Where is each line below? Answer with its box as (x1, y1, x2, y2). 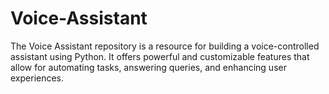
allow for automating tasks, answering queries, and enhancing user (10, 61, 287, 73)
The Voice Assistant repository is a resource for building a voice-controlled (10, 40, 320, 52)
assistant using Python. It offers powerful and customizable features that (10, 50, 310, 62)
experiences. (10, 72, 65, 84)
